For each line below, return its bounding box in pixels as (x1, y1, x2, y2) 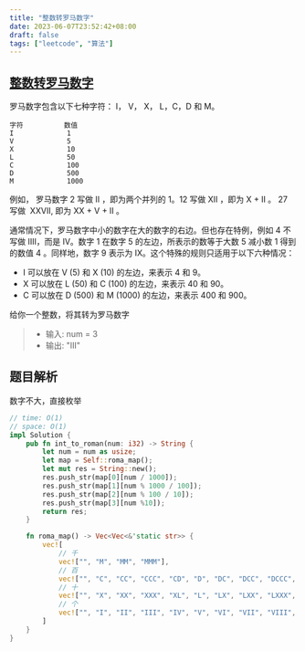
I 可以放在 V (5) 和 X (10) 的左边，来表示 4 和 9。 (22, 267, 206, 278)
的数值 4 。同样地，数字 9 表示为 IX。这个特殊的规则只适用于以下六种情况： (9, 247, 295, 258)
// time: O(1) (9, 413, 64, 423)
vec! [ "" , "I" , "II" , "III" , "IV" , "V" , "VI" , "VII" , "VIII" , (58, 608, 297, 617)
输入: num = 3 (45, 329, 99, 340)
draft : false (9, 30, 59, 39)
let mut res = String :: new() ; (42, 465, 157, 474)
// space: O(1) (9, 422, 68, 431)
